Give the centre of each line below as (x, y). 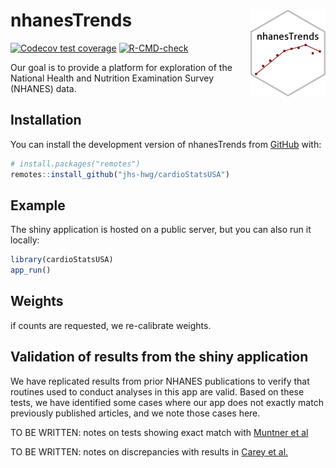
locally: (25, 240)
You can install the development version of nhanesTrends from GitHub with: (166, 144)
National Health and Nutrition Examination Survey (112, 78)
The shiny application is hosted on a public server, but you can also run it (161, 230)
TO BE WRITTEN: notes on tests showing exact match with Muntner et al (159, 432)
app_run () (31, 270)
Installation (46, 120)
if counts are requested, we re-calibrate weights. (111, 325)
